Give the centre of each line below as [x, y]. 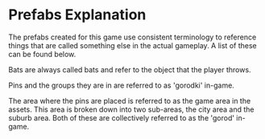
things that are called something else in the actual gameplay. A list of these [132, 45]
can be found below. [42, 54]
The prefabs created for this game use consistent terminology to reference [132, 37]
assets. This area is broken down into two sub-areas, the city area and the [132, 109]
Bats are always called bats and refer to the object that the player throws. [130, 69]
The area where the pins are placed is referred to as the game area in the [130, 100]
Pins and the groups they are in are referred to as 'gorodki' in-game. [122, 85]
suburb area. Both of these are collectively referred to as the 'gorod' [122, 117]
